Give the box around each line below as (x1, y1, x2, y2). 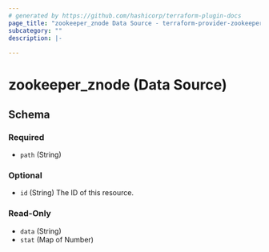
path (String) (19, 150, 62, 159)
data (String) (19, 226, 62, 236)
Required (8, 131, 45, 142)
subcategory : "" (8, 26, 62, 34)
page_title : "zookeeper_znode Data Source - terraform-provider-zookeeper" (8, 19, 267, 27)
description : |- (8, 34, 62, 42)
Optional (8, 170, 42, 181)
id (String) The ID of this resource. (19, 188, 134, 198)
